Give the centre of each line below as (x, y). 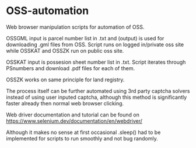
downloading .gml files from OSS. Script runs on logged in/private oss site (95, 44)
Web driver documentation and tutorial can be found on (73, 115)
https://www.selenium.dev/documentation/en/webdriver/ (74, 121)
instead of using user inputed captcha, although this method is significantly (97, 97)
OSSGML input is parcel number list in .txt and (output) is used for (85, 38)
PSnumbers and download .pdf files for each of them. (71, 68)
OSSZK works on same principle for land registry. (65, 80)
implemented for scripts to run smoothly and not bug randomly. (82, 138)
